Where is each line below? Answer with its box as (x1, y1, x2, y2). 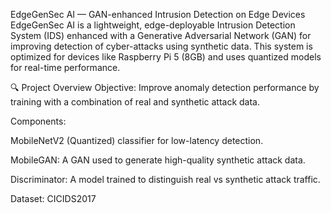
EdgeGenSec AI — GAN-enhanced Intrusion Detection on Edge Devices (10, 9, 306, 20)
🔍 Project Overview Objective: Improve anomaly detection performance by (10, 82, 320, 93)
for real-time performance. (10, 62, 121, 73)
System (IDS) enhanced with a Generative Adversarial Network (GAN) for (10, 30, 312, 41)
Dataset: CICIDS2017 (10, 193, 97, 204)
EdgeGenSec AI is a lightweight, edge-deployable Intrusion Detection (10, 19, 296, 31)
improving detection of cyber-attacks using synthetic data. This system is (10, 40, 313, 52)
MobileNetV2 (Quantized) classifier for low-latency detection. (10, 135, 264, 146)
